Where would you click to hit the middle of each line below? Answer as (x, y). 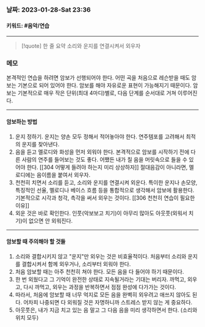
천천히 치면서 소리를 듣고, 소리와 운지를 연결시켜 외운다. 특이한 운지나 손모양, (106, 182)
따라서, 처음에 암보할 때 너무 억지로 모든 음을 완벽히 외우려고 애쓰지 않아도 (103, 295)
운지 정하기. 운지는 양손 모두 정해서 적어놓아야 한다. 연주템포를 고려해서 (100, 137)
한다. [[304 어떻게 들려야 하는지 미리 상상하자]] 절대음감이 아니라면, (107, 167)
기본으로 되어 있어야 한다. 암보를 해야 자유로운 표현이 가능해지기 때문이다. (105, 85)
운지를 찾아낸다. (41, 144)
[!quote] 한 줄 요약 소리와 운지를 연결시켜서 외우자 (81, 46)
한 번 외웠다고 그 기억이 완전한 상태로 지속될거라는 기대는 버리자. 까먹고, (100, 279)
